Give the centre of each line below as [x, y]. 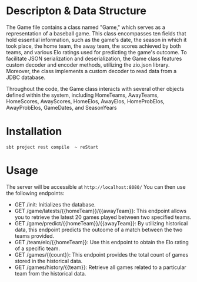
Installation [34, 132]
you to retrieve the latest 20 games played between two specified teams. [103, 217]
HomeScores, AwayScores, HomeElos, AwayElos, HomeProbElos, [85, 101]
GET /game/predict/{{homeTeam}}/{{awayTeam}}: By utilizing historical [101, 223]
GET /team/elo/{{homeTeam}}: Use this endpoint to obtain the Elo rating [102, 242]
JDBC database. [26, 77]
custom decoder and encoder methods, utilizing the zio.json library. [88, 65]
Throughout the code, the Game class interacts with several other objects [95, 88]
